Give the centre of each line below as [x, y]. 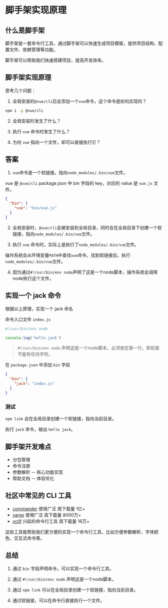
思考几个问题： [20, 90]
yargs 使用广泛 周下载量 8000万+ [47, 515]
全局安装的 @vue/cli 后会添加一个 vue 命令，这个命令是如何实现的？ [79, 101]
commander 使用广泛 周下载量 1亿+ [49, 508]
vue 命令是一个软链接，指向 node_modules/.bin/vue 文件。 [70, 172]
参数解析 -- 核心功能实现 [38, 472]
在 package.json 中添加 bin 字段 [38, 365]
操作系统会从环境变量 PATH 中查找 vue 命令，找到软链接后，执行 [68, 255]
